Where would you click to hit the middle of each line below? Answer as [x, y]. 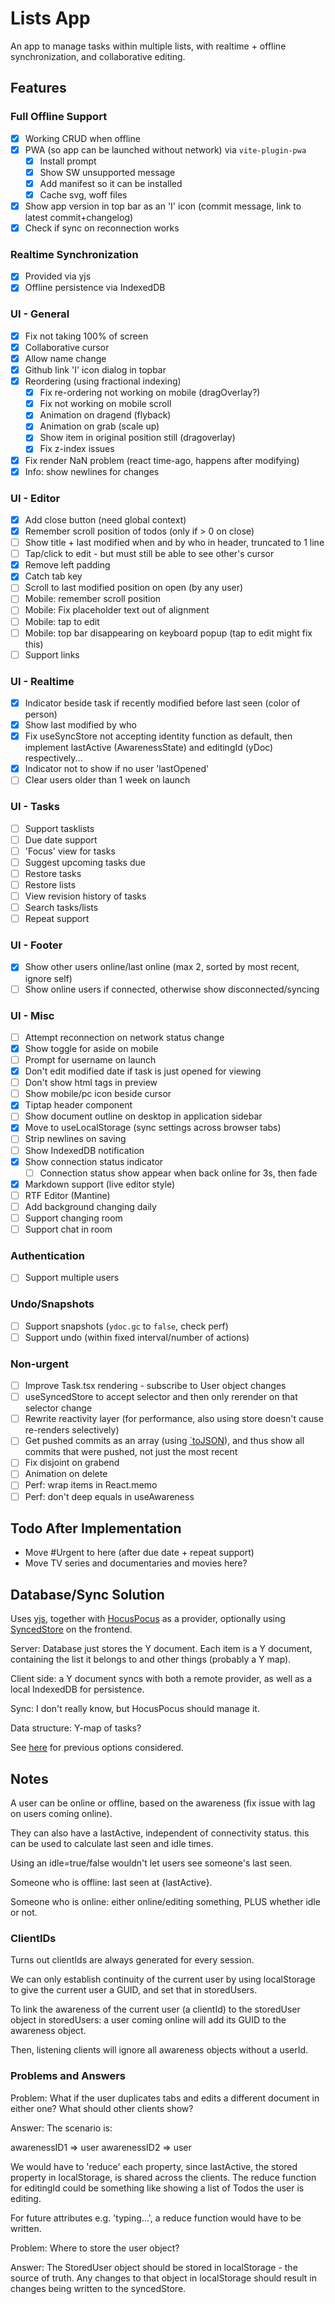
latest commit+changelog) [79, 218]
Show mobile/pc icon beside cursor [98, 1094]
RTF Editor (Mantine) [67, 1195]
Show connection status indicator [94, 1161]
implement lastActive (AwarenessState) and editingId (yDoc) [149, 748]
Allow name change [65, 358]
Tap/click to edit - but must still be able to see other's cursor [149, 554]
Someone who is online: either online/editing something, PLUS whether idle [165, 1902]
